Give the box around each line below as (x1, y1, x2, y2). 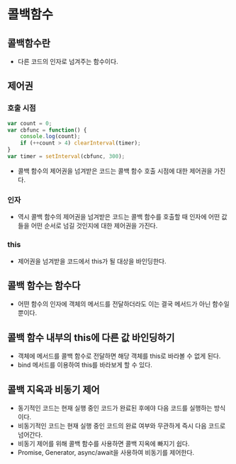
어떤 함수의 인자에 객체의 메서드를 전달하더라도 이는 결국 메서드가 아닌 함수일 (17, 300, 230, 308)
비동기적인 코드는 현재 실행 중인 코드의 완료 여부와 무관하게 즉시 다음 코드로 (17, 421, 226, 430)
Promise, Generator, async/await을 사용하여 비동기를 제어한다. (17, 448, 195, 456)
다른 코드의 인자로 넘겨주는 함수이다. (17, 58, 118, 65)
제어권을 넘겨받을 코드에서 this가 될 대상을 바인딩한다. (17, 257, 167, 265)
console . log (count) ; (20, 133, 81, 140)
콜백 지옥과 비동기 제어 (7, 384, 101, 396)
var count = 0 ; (7, 120, 52, 127)
